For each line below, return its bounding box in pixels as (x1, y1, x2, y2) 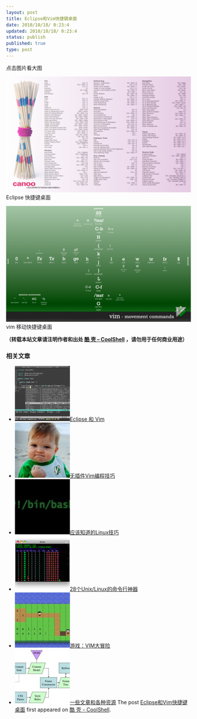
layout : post (6, 9, 38, 15)
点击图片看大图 (6, 64, 42, 71)
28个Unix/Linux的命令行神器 (69, 585, 138, 592)
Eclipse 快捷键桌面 (6, 194, 51, 201)
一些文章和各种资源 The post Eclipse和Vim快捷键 (69, 699, 188, 706)
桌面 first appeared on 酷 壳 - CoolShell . (14, 706, 111, 713)
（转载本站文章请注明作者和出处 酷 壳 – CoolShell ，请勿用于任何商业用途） (6, 335, 188, 342)
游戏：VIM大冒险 (69, 642, 110, 650)
